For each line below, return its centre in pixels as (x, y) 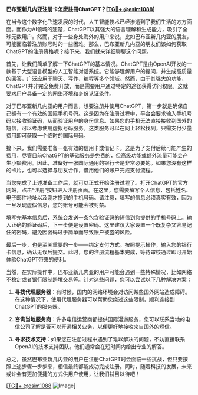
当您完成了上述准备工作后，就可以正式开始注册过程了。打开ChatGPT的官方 (97, 183)
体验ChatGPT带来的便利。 (38, 259)
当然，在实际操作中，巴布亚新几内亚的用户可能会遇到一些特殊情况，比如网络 (99, 272)
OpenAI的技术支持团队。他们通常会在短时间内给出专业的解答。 (91, 347)
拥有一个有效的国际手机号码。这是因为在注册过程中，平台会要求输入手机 (99, 113)
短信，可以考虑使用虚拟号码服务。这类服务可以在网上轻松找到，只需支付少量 (99, 128)
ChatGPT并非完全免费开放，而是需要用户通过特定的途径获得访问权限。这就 (97, 86)
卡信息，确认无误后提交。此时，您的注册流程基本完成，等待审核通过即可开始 (99, 252)
